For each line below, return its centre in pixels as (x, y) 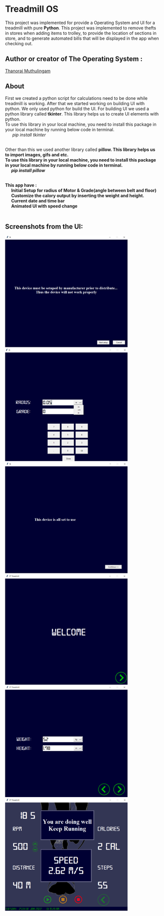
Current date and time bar (38, 200)
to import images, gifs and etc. (37, 155)
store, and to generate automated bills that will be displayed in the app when (82, 38)
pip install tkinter (29, 135)
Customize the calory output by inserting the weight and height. (78, 196)
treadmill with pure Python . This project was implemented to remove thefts (81, 28)
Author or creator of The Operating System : (74, 59)
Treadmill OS (32, 9)
